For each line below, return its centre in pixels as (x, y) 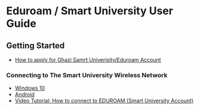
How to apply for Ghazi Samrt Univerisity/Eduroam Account (88, 60)
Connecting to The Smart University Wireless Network (87, 75)
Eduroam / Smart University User (90, 11)
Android (24, 95)
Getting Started (36, 45)
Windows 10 (30, 88)
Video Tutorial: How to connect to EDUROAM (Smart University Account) (104, 101)
